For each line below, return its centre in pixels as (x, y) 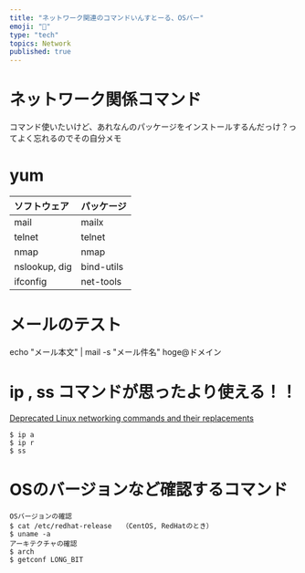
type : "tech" (34, 35)
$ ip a (22, 434)
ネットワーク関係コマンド (106, 100)
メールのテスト (66, 325)
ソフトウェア (42, 206)
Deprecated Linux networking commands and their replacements (131, 418)
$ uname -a (30, 534)
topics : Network (40, 43)
